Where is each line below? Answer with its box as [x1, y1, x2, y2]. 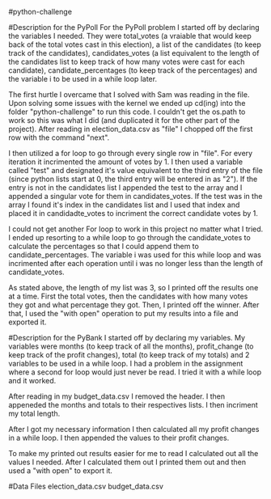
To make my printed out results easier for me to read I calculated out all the [8, 449, 259, 458]
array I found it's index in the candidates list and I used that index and [8, 200, 240, 209]
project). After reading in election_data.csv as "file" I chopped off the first [8, 125, 253, 133]
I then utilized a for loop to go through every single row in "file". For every [8, 149, 253, 158]
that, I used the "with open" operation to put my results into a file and [8, 309, 239, 318]
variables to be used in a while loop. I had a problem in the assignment [8, 359, 243, 368]
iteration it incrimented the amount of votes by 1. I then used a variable [8, 157, 243, 167]
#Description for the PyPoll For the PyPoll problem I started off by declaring [8, 23, 260, 32]
